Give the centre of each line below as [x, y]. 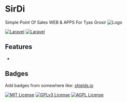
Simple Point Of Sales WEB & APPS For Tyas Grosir [56, 22]
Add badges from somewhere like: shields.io [49, 85]
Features [19, 47]
